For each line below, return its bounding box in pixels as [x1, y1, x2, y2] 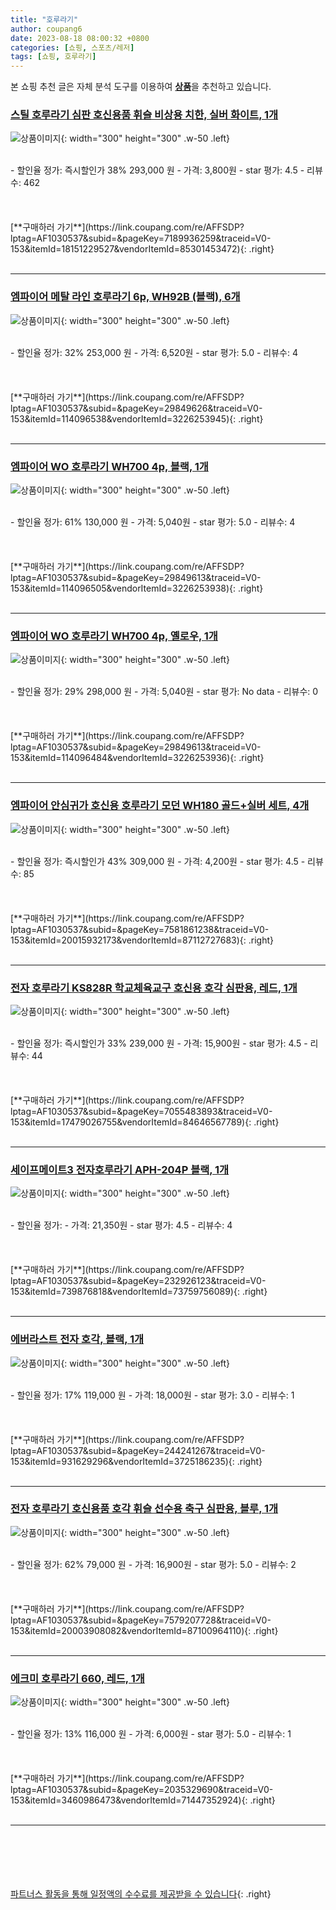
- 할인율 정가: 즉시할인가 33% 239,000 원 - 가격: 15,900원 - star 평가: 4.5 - [10, 1037, 308, 1049]
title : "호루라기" [10, 14, 79, 25]
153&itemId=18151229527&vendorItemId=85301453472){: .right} [10, 243, 275, 255]
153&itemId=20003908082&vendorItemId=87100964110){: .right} [10, 1624, 279, 1636]
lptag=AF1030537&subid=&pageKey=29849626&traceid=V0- [10, 402, 263, 414]
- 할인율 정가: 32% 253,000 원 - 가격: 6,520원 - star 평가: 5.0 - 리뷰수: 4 [10, 346, 298, 358]
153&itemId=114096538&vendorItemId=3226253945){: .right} [10, 412, 264, 425]
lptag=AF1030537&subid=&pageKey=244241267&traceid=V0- [10, 1444, 266, 1456]
